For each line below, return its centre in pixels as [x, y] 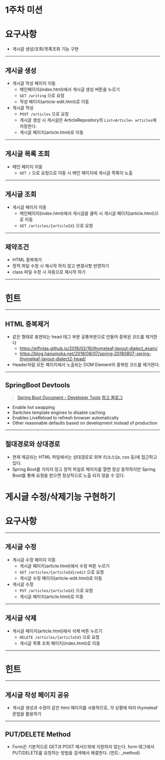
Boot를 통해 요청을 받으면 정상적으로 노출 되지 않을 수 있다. [69, 475]
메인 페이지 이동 [27, 166]
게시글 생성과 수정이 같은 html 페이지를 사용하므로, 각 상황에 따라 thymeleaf [85, 708]
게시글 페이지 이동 [29, 207]
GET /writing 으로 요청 [42, 95]
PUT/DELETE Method [38, 734]
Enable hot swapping [33, 407]
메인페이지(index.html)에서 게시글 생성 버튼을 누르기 [70, 89]
